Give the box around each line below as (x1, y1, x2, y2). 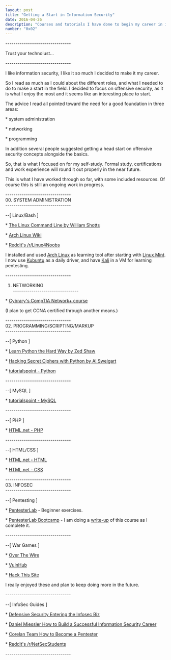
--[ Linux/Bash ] (5, 212, 39, 218)
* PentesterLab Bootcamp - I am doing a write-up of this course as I (5, 517, 148, 523)
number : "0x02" (5, 27, 38, 32)
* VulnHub (5, 562, 27, 568)
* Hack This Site (5, 572, 39, 578)
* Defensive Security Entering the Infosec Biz (5, 612, 100, 618)
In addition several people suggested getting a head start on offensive (5, 146, 153, 152)
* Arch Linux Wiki (5, 232, 42, 238)
